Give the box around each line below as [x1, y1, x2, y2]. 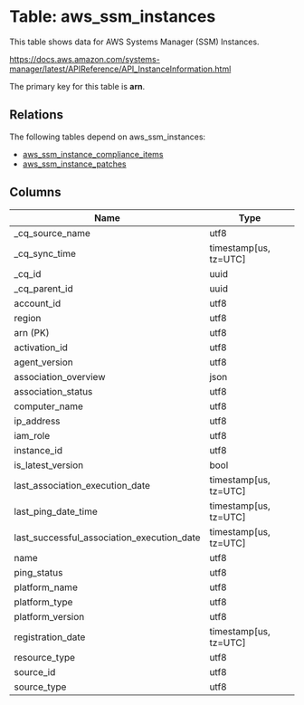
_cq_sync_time [14, 247, 77, 260]
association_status [14, 385, 93, 397]
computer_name [14, 400, 84, 413]
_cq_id [14, 267, 42, 280]
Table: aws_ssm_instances [9, 6, 216, 27]
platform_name [14, 581, 79, 594]
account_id [14, 297, 62, 310]
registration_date [14, 631, 86, 643]
